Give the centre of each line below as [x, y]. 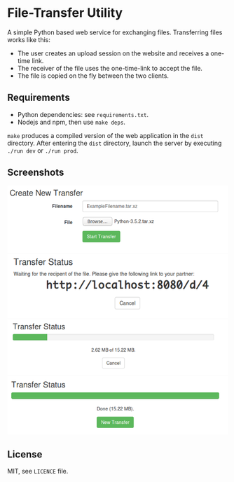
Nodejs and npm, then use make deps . [71, 122]
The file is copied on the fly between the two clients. [93, 76]
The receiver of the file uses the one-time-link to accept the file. [110, 68]
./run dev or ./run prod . [43, 150]
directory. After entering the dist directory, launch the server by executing [115, 143]
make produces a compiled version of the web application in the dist [105, 135]
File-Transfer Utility [65, 13]
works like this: [29, 39]
